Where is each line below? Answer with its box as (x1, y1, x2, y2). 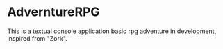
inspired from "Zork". (7, 34, 67, 42)
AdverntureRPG (7, 4, 100, 20)
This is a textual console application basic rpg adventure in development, (7, 27, 217, 35)
